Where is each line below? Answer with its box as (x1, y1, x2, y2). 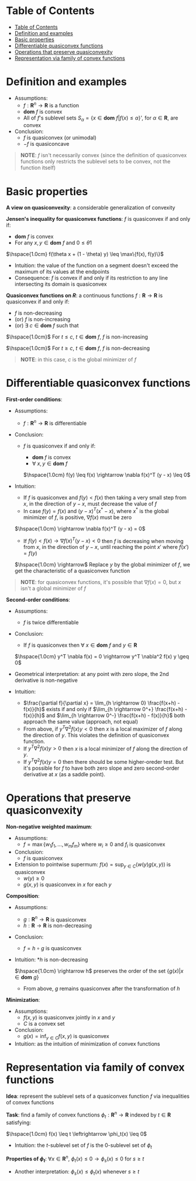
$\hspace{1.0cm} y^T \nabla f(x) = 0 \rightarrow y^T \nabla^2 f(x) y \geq (14, 653, 189, 660)
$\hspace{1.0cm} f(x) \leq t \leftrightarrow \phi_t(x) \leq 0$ (6, 1130, 147, 1137)
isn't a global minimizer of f (20, 585, 87, 592)
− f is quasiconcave (23, 141, 70, 148)
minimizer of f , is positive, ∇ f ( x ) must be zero (23, 514, 132, 521)
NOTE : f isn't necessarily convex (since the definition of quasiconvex (20, 152, 187, 159)
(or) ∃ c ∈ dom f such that (14, 322, 79, 329)
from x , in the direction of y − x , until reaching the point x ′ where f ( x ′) (23, 544, 189, 551)
